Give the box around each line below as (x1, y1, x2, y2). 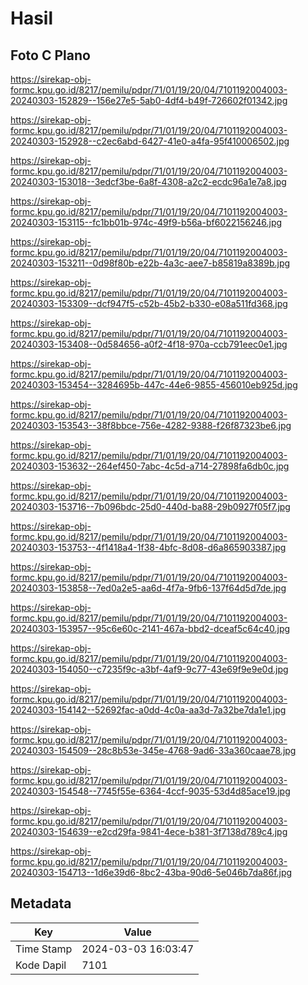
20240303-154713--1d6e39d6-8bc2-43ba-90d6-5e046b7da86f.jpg (10, 867, 293, 878)
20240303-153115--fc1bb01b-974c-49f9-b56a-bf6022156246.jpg (10, 217, 283, 228)
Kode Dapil (15, 958, 67, 972)
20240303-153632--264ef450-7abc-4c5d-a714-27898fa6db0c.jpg (10, 460, 290, 472)
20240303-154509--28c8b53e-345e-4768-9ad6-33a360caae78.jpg (10, 745, 297, 756)
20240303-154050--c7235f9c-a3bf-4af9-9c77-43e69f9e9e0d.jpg (10, 663, 289, 675)
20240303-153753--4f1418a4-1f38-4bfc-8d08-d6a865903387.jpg (10, 542, 287, 553)
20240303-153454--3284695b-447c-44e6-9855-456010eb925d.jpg (10, 379, 298, 391)
